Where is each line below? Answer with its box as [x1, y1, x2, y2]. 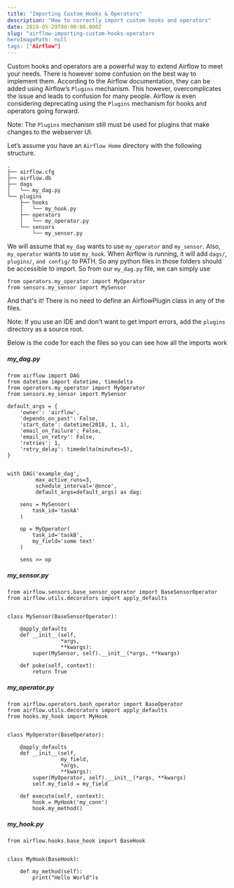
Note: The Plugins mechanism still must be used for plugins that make [7, 121, 210, 128]
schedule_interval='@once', [35, 482, 118, 489]
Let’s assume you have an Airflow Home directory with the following [7, 142, 202, 149]
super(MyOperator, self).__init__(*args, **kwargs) [32, 774, 187, 781]
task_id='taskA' [32, 507, 80, 514]
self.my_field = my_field [32, 780, 109, 787]
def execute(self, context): [20, 793, 105, 800]
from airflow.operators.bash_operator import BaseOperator [7, 700, 184, 708]
